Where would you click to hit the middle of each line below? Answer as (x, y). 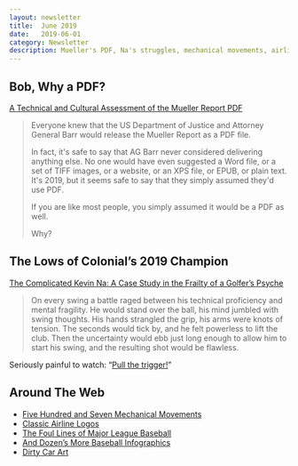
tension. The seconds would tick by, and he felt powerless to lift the (154, 328)
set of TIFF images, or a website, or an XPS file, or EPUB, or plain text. (159, 171)
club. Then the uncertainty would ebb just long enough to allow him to (159, 338)
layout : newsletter (45, 17)
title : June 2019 (43, 26)
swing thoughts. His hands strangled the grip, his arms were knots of (157, 319)
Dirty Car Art (45, 452)
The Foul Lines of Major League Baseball (96, 433)
